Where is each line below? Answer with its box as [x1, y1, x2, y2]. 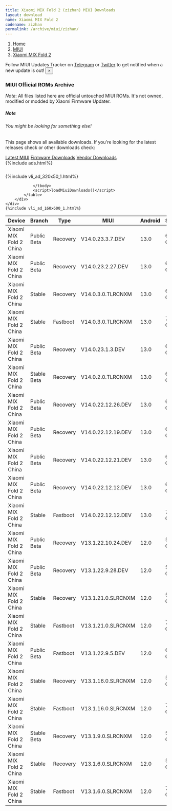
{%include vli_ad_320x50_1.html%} [5, 173, 78, 179]
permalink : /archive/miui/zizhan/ [5, 27, 79, 32]
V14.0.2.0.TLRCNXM [81, 374, 132, 380]
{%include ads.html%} [5, 160, 53, 166]
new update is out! [5, 67, 45, 73]
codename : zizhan [5, 22, 42, 27]
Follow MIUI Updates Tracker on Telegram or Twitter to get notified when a [5, 62, 163, 68]
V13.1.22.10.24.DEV [81, 539, 132, 546]
